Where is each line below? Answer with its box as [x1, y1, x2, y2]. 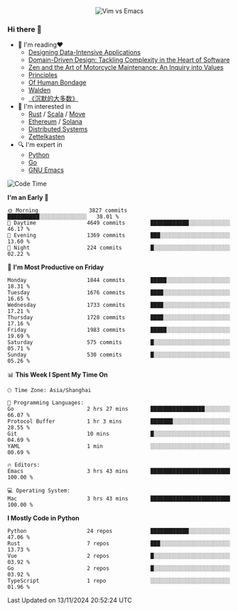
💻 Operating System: [7, 487, 71, 494]
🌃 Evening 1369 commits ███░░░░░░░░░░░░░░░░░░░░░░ [7, 232, 231, 239]
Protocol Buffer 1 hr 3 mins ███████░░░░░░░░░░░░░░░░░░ [7, 418, 231, 426]
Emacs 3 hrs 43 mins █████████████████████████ [7, 467, 231, 475]
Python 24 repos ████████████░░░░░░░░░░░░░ [7, 528, 231, 535]
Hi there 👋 [7, 24, 43, 34]
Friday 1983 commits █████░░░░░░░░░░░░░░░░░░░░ [7, 327, 231, 334]
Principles [28, 71, 58, 80]
